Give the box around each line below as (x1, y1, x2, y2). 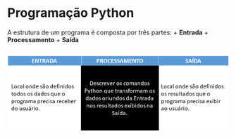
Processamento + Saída (7, 35, 79, 44)
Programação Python (7, 5, 135, 21)
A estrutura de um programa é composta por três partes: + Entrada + (7, 28, 209, 37)
